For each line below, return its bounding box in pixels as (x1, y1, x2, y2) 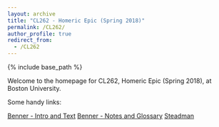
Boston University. (7, 84, 62, 92)
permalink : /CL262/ (7, 23, 66, 31)
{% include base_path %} (7, 63, 83, 71)
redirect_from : (7, 37, 53, 44)
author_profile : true (7, 30, 72, 38)
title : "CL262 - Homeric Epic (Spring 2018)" (7, 17, 145, 24)
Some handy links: (7, 98, 62, 106)
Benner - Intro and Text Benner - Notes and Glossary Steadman (7, 111, 195, 120)
